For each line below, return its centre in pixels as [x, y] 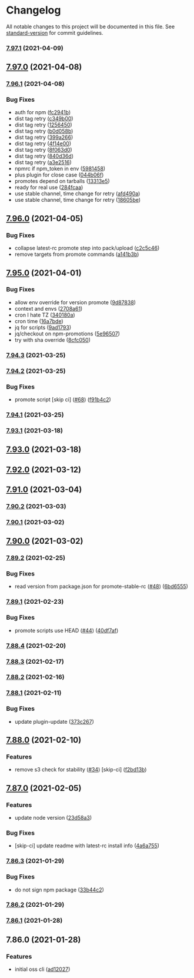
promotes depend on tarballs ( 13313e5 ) [62, 181]
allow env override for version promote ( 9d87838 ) [75, 302]
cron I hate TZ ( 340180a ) [45, 315]
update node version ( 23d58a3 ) [53, 818]
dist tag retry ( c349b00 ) [44, 119]
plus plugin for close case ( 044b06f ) [59, 175]
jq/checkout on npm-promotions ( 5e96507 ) [67, 334]
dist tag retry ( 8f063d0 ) [43, 150]
